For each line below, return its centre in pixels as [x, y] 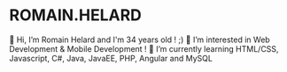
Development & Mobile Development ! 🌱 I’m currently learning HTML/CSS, [144, 48]
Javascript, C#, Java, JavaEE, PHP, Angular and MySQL [111, 58]
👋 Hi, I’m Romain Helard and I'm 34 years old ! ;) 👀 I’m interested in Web [140, 40]
